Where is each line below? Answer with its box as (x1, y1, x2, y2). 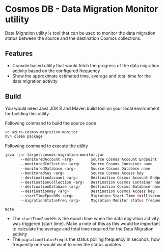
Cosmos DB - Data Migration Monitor (5, 3, 159, 15)
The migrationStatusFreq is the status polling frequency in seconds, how (12, 236, 160, 242)
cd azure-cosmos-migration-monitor (5, 129, 78, 134)
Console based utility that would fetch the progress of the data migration (12, 62, 160, 68)
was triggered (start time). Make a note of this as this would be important (12, 221, 160, 227)
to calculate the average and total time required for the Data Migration (12, 226, 154, 231)
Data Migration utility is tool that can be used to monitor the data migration (5, 30, 156, 36)
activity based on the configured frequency (12, 68, 100, 74)
